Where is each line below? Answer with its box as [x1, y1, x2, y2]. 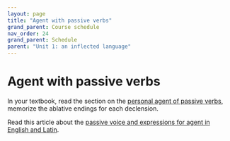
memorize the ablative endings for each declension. [7, 104, 159, 113]
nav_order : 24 [7, 30, 50, 37]
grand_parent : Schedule [7, 37, 78, 44]
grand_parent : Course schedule [7, 23, 100, 30]
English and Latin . [7, 125, 59, 134]
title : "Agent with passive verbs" [7, 17, 113, 24]
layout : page [7, 10, 46, 18]
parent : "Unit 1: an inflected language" [7, 43, 132, 50]
